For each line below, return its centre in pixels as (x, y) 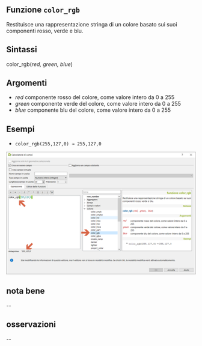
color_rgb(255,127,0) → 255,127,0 (58, 144)
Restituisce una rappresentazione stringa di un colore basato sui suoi (92, 24)
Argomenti (26, 83)
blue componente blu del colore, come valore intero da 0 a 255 (93, 110)
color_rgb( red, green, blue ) (40, 64)
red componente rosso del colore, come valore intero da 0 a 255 (95, 97)
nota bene (26, 291)
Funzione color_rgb (43, 10)
